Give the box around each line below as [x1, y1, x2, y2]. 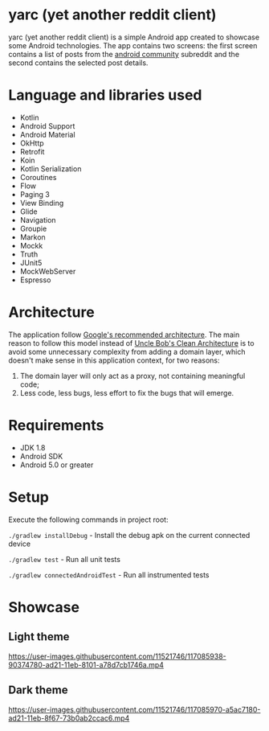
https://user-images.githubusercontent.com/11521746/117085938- [8, 651, 226, 661]
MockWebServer [19, 266, 76, 276]
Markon [19, 232, 46, 242]
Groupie [19, 224, 47, 233]
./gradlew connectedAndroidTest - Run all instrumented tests [8, 569, 210, 580]
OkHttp [19, 138, 44, 148]
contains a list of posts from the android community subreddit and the [8, 49, 239, 59]
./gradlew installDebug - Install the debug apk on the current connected [8, 530, 251, 540]
